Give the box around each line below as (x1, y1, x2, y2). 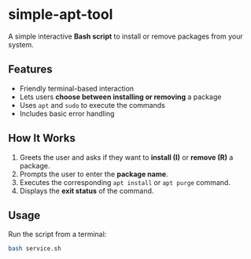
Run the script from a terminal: (8, 230, 107, 239)
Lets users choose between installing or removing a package (19, 92, 222, 102)
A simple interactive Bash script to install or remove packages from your (8, 31, 244, 41)
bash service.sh (8, 245, 61, 253)
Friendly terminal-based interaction (19, 83, 135, 93)
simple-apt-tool (8, 6, 113, 24)
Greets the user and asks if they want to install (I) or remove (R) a (19, 152, 234, 162)
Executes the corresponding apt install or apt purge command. (19, 177, 231, 187)
